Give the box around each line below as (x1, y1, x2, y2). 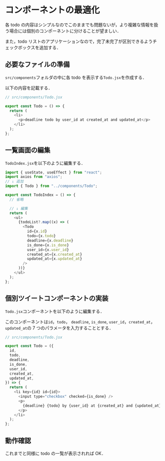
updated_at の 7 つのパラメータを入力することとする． (5, 325, 114, 331)
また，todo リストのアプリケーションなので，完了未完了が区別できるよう (5, 38, 153, 44)
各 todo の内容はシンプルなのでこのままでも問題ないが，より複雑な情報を (5, 22, 154, 28)
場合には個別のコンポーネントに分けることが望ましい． (9, 28, 121, 34)
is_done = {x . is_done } (27, 243, 69, 248)
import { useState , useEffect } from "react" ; (5, 170, 102, 175)
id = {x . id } (27, 229, 48, 234)
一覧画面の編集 (5, 146, 51, 154)
